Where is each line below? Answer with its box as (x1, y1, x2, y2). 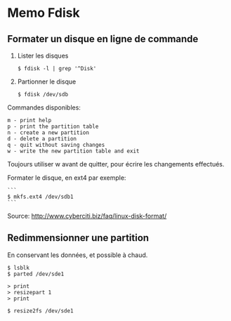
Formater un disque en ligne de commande (7, 33, 199, 45)
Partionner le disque (17, 77, 77, 86)
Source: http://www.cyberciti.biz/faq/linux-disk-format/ (7, 212, 167, 220)
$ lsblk (7, 264, 30, 271)
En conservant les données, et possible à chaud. (7, 251, 148, 259)
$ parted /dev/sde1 (7, 270, 65, 277)
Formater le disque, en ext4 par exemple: (7, 173, 126, 182)
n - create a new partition (7, 129, 90, 136)
